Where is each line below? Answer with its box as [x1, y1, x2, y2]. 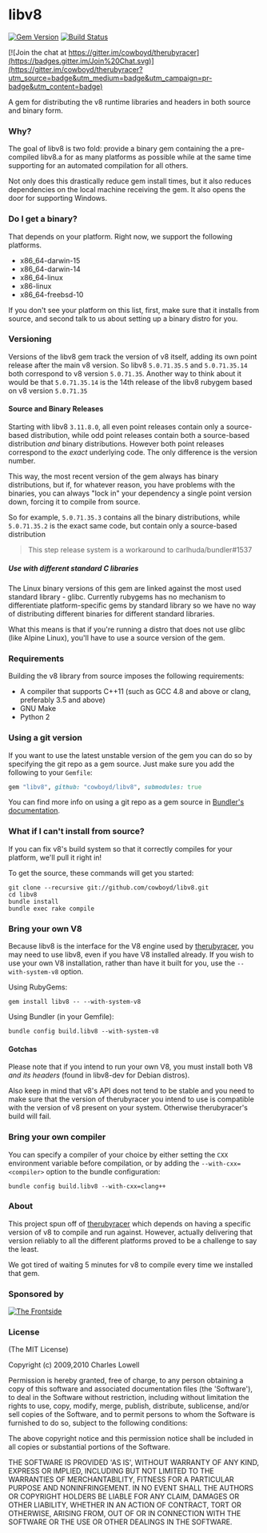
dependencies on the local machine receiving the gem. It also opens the [8, 185, 246, 195]
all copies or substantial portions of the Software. [8, 1443, 170, 1452]
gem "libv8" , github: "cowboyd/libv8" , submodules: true [8, 783, 202, 791]
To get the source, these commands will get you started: [8, 868, 194, 877]
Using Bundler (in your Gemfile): [8, 1012, 114, 1021]
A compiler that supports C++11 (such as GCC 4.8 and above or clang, [19, 687, 252, 696]
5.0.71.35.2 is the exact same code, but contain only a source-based [8, 521, 237, 531]
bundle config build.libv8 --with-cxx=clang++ [8, 1182, 166, 1190]
